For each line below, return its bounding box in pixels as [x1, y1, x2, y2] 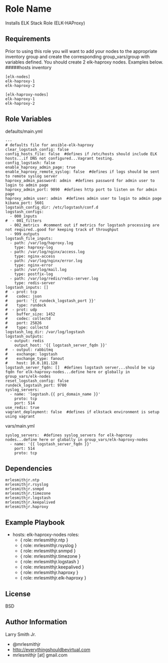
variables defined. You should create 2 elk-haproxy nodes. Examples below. [5, 59, 163, 65]
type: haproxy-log [14, 245, 53, 250]
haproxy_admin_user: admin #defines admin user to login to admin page [5, 196, 162, 201]
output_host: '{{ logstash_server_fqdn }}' [14, 343, 108, 348]
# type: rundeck [5, 303, 47, 308]
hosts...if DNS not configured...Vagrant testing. [5, 156, 114, 161]
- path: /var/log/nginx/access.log [10, 249, 85, 254]
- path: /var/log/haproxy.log [10, 240, 73, 246]
